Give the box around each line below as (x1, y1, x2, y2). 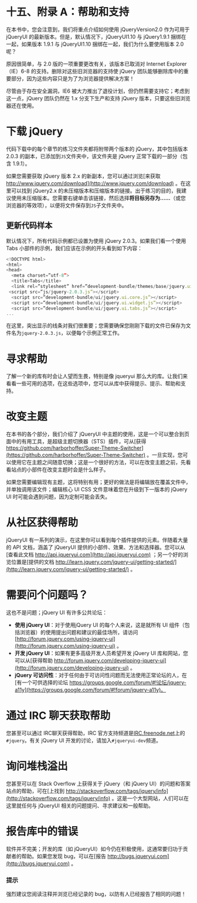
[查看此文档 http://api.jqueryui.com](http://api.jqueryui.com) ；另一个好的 (6, 551, 184, 558)
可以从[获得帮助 (14, 657, 53, 664)
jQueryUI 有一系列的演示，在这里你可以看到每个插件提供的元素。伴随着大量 (6, 537, 189, 544)
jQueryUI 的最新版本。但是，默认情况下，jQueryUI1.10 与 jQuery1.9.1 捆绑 (6, 33, 182, 40)
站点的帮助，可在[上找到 (6, 787, 65, 795)
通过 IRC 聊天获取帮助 (6, 709, 111, 722)
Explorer (166, 60, 187, 67)
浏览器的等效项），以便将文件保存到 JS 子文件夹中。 (6, 202, 127, 209)
